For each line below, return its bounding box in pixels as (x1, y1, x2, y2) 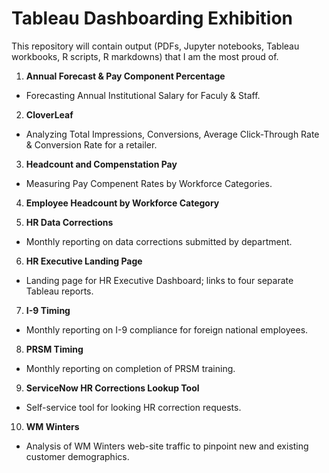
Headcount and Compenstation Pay (25, 158, 178, 170)
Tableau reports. (25, 285, 94, 297)
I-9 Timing (25, 304, 71, 316)
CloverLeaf (25, 108, 74, 121)
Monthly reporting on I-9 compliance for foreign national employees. (25, 323, 309, 336)
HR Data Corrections (25, 216, 114, 228)
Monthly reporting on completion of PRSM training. (25, 362, 236, 374)
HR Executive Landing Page (25, 255, 143, 267)
